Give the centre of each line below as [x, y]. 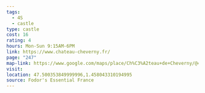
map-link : [19, 63]
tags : [13, 12]
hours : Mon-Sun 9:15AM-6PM [41, 46]
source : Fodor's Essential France [50, 80]
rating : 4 [19, 40]
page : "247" [21, 58]
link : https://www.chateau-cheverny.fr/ [59, 52]
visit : [15, 69]
